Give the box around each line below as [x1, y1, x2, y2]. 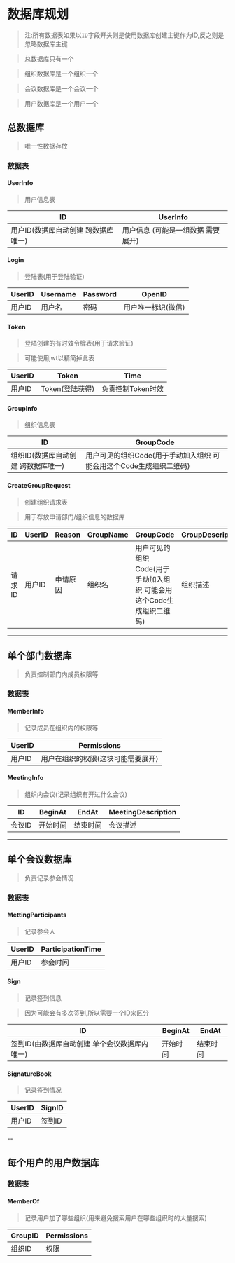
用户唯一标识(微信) [123, 303, 185, 313]
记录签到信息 [24, 993, 62, 1002]
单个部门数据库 [7, 650, 72, 662]
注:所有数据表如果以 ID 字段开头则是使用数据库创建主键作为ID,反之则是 [24, 31, 225, 39]
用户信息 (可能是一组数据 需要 [122, 225, 220, 235]
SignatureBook [7, 1070, 52, 1078]
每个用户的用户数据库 [7, 1156, 99, 1168]
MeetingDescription [108, 807, 177, 817]
